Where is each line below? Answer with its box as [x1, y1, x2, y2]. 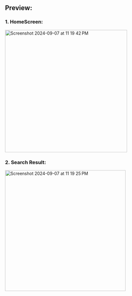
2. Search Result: [5, 159, 46, 166]
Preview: [5, 4, 33, 12]
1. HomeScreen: [5, 18, 43, 25]
